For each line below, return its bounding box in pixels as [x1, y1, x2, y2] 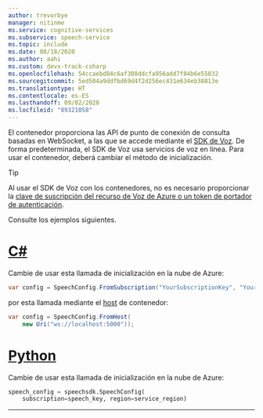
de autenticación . [8, 200, 64, 209]
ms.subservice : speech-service [8, 33, 110, 42]
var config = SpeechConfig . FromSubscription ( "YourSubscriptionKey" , [8, 283, 236, 291]
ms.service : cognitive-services [8, 26, 113, 34]
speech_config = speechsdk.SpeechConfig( [8, 387, 146, 396]
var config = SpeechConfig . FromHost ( [8, 313, 131, 321]
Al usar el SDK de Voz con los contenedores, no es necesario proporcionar [8, 184, 250, 192]
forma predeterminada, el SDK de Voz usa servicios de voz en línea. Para [8, 144, 244, 154]
